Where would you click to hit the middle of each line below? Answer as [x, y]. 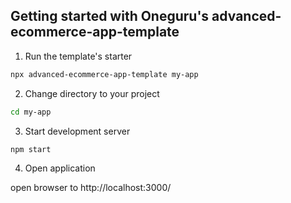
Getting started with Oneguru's [110, 16]
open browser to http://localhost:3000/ [91, 188]
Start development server [77, 131]
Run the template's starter [78, 56]
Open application [60, 168]
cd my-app [31, 112]
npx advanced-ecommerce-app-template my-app [104, 74]
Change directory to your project [92, 93]
